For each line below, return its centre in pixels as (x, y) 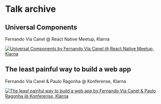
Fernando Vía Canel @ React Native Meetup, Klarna (57, 39)
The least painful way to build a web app (68, 69)
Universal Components (41, 27)
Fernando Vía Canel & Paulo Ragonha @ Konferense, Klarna (66, 81)
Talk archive (31, 9)
